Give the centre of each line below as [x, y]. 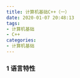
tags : [13, 23]
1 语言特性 [21, 68]
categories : [21, 40]
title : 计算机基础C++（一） [38, 12]
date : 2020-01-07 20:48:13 [40, 18]
